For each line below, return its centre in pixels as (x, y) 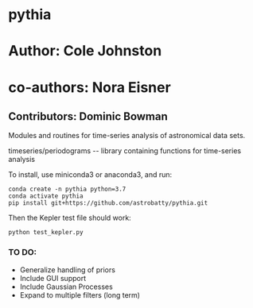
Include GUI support (53, 278)
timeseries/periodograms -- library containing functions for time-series (125, 151)
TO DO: (23, 252)
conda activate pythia (46, 196)
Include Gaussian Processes (66, 287)
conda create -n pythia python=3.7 (67, 189)
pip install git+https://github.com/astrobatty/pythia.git (108, 203)
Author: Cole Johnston (85, 51)
